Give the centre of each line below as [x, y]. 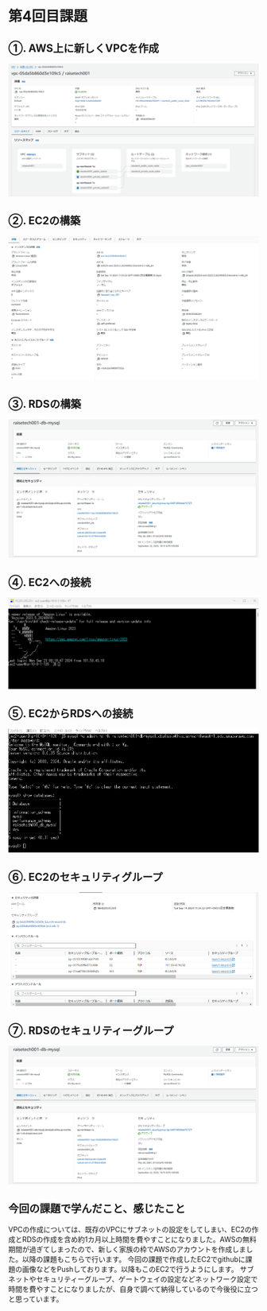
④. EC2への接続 [50, 582]
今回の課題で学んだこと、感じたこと [97, 1209]
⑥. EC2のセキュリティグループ [85, 877]
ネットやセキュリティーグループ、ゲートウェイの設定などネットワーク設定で [133, 1279]
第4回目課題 [48, 16]
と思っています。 [36, 1299]
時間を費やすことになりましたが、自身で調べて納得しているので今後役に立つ [133, 1289]
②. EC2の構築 [44, 221]
